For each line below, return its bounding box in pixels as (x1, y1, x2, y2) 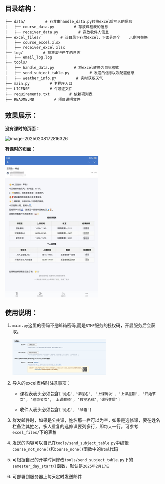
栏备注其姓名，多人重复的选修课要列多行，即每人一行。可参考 (12, 423, 139, 430)
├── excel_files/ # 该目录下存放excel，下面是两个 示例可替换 (5, 35, 148, 40)
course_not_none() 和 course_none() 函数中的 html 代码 (12, 446, 119, 452)
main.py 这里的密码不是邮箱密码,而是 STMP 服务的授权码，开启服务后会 (12, 323, 151, 328)
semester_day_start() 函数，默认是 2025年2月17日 (12, 463, 110, 469)
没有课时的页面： (5, 125, 40, 131)
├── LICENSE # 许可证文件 (5, 86, 73, 91)
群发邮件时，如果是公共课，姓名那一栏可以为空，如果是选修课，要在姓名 (12, 417, 160, 423)
